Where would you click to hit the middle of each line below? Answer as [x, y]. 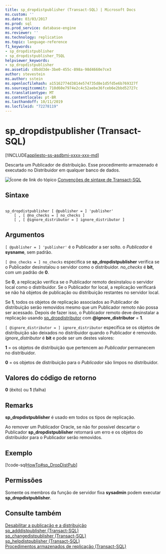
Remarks [19, 405]
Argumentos [25, 235]
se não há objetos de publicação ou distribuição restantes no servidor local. [82, 292]
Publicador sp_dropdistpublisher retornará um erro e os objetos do [74, 432]
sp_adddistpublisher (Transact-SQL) [42, 530]
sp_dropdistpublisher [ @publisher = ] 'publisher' [59, 211]
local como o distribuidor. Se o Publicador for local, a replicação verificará [81, 287]
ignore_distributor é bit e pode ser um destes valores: [60, 338]
